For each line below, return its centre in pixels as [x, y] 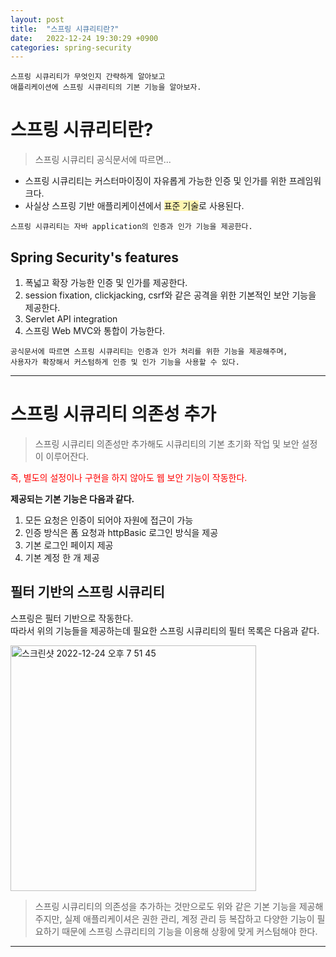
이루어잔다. [67, 456]
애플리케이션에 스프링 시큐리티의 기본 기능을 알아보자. [106, 87]
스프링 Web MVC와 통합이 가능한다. [95, 330]
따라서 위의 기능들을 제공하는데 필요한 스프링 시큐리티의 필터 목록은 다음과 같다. [165, 630]
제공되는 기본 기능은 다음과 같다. [72, 498]
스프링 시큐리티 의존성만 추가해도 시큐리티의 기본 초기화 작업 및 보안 [167, 443]
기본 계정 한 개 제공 [62, 557]
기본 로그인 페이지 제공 [69, 545]
